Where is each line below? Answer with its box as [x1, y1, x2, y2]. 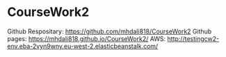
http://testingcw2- [167, 34, 220, 42]
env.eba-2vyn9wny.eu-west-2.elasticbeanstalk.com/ [7, 42, 159, 50]
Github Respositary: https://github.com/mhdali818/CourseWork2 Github [7, 27, 212, 35]
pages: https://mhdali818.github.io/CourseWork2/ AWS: [7, 34, 166, 42]
